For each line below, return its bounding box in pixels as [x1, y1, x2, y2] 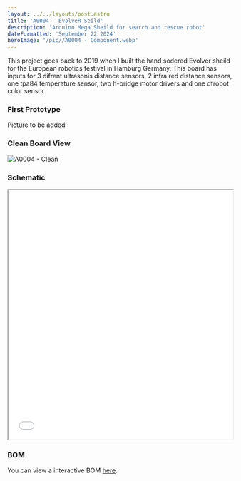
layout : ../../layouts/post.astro [7, 10, 111, 18]
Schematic [7, 172, 46, 182]
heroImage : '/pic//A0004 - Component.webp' [7, 37, 139, 44]
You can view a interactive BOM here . [7, 466, 118, 475]
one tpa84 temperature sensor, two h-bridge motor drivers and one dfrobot [7, 79, 230, 88]
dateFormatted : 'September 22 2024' [7, 30, 116, 38]
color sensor [7, 87, 45, 95]
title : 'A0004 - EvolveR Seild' [7, 17, 103, 24]
